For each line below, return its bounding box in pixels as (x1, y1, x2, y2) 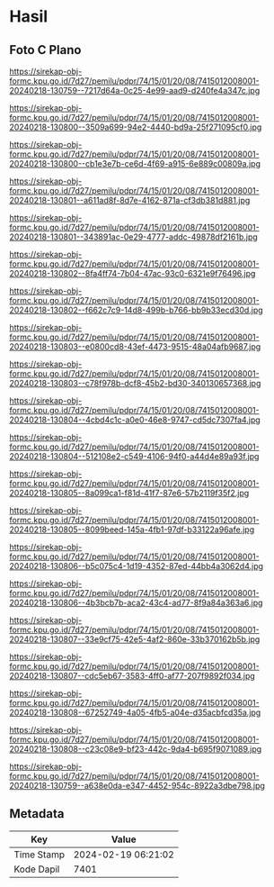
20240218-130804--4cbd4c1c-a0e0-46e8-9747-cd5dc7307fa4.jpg (9, 414, 261, 425)
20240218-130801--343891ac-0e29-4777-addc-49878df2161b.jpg (9, 231, 258, 242)
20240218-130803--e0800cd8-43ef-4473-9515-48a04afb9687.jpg (9, 341, 261, 352)
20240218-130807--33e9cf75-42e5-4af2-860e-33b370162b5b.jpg (9, 634, 261, 645)
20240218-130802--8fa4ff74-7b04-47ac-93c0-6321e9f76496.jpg (9, 268, 256, 278)
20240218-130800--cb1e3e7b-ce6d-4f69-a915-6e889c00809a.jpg (9, 158, 261, 168)
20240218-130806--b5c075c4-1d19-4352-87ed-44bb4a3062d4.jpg (9, 561, 263, 571)
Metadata (9, 806, 65, 821)
